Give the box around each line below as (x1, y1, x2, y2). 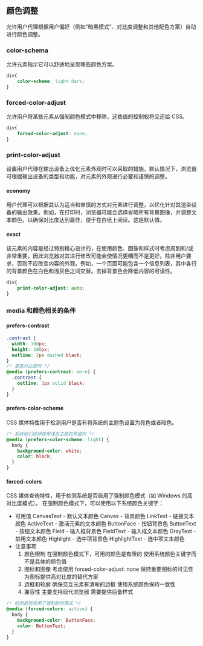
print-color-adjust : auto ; (17, 285, 85, 291)
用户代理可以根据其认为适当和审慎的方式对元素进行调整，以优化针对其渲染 (6, 201, 192, 208)
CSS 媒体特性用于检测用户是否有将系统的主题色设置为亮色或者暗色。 (6, 419, 178, 426)
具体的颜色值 (34, 558, 67, 565)
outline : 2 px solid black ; (17, 381, 85, 387)
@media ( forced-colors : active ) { (6, 606, 94, 612)
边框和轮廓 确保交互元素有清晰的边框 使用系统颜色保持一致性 (24, 581, 176, 588)
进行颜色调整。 (6, 30, 43, 38)
